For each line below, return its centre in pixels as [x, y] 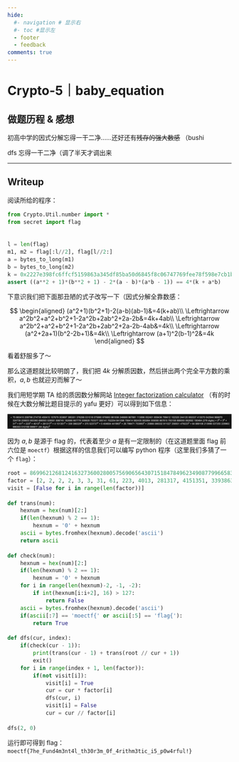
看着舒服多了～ [29, 355]
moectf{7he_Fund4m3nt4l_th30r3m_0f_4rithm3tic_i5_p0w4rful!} [100, 751]
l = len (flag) [28, 245]
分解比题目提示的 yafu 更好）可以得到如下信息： [102, 403]
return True [51, 623]
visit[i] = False [71, 706]
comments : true [30, 53]
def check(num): [31, 556]
